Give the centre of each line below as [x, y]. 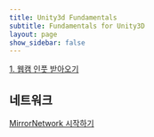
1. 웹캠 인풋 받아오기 [44, 69]
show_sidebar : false [48, 43]
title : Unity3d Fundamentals [63, 17]
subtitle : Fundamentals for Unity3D [77, 26]
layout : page [33, 34]
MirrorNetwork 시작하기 [52, 124]
